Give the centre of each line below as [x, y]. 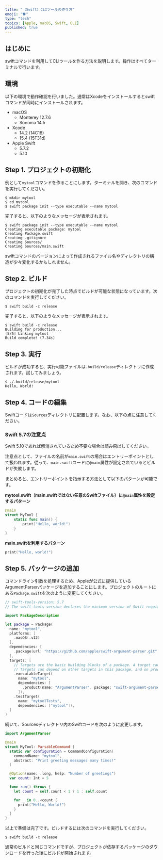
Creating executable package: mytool [43, 229]
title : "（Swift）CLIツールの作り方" [40, 9]
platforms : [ [23, 633]
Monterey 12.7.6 [35, 117]
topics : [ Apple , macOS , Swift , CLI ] [42, 23]
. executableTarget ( [33, 674]
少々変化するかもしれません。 [43, 262]
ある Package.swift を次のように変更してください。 [55, 593]
